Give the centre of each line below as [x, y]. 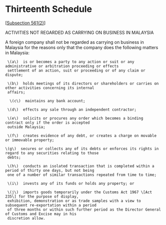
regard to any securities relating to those [52, 153]
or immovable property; [30, 140]
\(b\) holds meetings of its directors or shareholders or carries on [83, 83]
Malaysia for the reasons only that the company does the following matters [82, 47]
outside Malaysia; [26, 127]
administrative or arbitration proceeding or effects [62, 66]
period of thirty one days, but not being [50, 170]
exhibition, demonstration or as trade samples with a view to [74, 201]
